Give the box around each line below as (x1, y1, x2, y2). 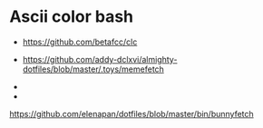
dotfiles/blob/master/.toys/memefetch (22, 64, 165, 74)
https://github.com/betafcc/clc (22, 36, 138, 47)
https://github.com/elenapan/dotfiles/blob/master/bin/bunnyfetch (9, 108, 254, 119)
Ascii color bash (9, 6, 134, 27)
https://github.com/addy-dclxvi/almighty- (22, 54, 178, 64)
